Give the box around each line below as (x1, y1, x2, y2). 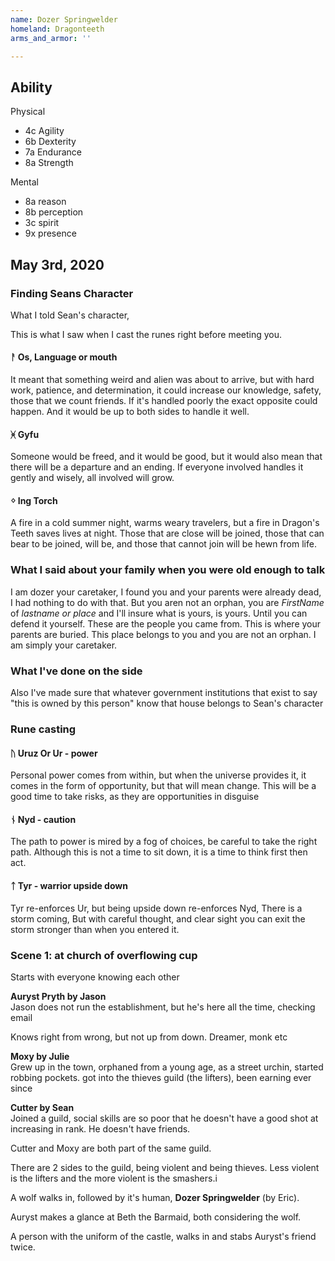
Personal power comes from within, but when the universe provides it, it (10, 769, 307, 781)
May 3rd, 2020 (10, 256, 105, 273)
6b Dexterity (24, 136, 77, 148)
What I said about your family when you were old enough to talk (10, 563, 326, 577)
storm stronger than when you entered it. (10, 923, 180, 935)
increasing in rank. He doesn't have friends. (10, 1122, 191, 1135)
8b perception (24, 206, 84, 218)
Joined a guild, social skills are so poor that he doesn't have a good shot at (10, 1112, 319, 1124)
